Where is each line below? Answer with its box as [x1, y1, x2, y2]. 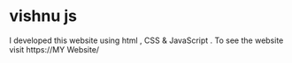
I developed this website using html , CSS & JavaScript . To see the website [9, 35, 284, 45]
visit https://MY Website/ [9, 44, 100, 54]
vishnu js [9, 6, 78, 26]
